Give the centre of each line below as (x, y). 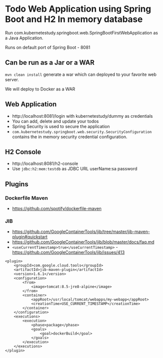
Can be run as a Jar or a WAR (50, 63)
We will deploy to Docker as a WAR (40, 89)
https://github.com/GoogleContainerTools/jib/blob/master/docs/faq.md (83, 242)
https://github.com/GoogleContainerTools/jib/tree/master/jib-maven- (81, 232)
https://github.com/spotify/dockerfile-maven (57, 209)
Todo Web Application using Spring (78, 9)
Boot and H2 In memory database (74, 19)
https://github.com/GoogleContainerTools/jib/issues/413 (68, 252)
